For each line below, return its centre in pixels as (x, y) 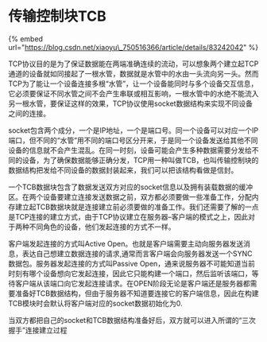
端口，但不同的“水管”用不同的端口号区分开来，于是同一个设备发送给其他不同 (133, 140)
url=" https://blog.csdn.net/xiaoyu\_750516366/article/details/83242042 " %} (133, 47)
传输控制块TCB (58, 16)
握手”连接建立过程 (38, 330)
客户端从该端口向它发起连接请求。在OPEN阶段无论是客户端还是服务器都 (132, 283)
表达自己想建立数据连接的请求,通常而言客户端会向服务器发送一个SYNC (137, 253)
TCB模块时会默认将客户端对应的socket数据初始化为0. (95, 303)
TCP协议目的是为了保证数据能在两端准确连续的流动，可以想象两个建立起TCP (133, 64)
